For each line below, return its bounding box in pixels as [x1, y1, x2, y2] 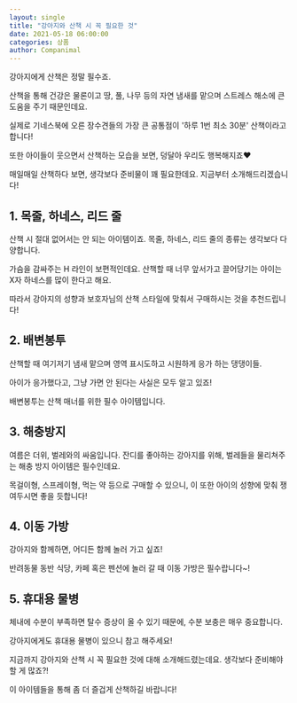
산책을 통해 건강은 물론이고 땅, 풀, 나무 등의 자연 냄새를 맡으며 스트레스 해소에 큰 [9, 90, 285, 101]
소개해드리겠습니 [231, 169, 289, 180]
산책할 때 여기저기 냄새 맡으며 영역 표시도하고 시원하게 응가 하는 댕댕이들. [9, 358, 262, 369]
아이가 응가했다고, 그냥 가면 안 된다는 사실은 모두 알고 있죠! [9, 377, 213, 387]
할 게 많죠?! [9, 666, 49, 676]
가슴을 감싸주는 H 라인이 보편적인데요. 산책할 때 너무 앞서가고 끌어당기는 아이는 [9, 263, 282, 274]
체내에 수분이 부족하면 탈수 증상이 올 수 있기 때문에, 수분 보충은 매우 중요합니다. [9, 617, 284, 628]
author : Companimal [9, 46, 82, 55]
